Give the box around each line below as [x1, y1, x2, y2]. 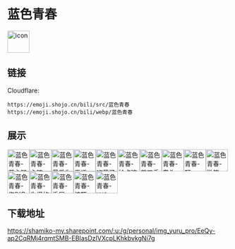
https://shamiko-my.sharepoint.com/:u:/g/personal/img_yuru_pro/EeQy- [7, 226, 215, 235]
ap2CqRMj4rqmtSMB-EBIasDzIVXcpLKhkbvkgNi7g [7, 234, 155, 243]
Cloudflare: [7, 86, 40, 95]
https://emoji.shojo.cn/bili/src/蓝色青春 [7, 101, 130, 108]
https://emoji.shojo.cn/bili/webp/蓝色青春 [7, 109, 133, 116]
